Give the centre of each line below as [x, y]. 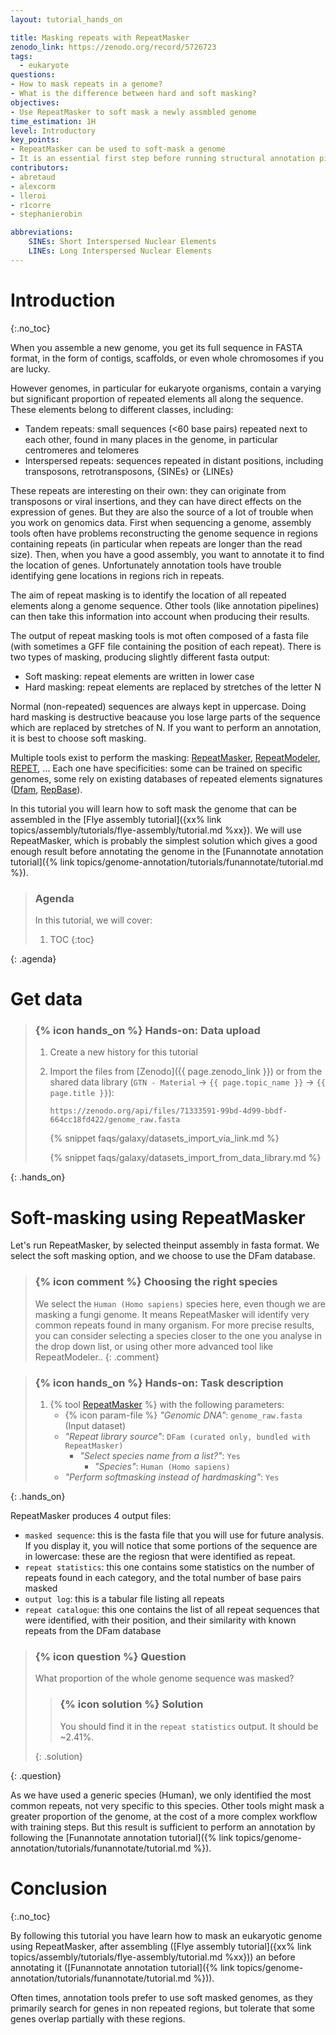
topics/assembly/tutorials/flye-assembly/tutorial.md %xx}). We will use [156, 830]
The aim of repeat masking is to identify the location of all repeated [148, 595]
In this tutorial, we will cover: [93, 920]
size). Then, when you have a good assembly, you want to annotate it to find [167, 554]
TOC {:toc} [72, 939]
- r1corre [31, 205]
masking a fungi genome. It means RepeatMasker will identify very [172, 1314]
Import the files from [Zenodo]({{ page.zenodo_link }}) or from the [186, 1072]
